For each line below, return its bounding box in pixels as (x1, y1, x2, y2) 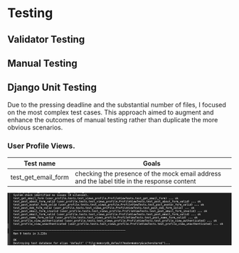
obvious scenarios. (7, 123, 63, 131)
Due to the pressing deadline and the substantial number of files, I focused (7, 100, 226, 109)
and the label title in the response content (75, 176, 196, 185)
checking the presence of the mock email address (75, 169, 222, 178)
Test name (23, 158, 56, 168)
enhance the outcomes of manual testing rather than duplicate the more (7, 115, 218, 124)
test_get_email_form (10, 173, 70, 182)
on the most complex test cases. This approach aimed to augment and (7, 108, 214, 117)
